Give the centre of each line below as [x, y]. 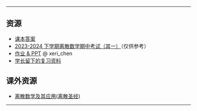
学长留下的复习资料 [38, 60]
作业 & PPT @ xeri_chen [43, 53]
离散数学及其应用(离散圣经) [47, 96]
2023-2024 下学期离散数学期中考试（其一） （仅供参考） [82, 46]
